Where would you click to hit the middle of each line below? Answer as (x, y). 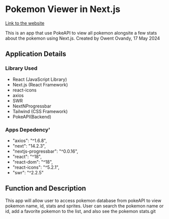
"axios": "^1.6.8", (29, 140)
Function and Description (46, 189)
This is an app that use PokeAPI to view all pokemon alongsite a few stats (81, 33)
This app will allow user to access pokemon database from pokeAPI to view (83, 200)
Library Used (21, 68)
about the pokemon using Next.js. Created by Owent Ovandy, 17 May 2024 (82, 38)
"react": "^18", (27, 156)
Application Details (36, 54)
